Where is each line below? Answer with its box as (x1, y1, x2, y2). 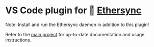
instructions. (5, 37, 32, 43)
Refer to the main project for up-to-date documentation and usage (5, 31, 145, 37)
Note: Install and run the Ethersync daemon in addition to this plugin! (5, 21, 149, 28)
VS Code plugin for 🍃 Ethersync (5, 5, 142, 16)
